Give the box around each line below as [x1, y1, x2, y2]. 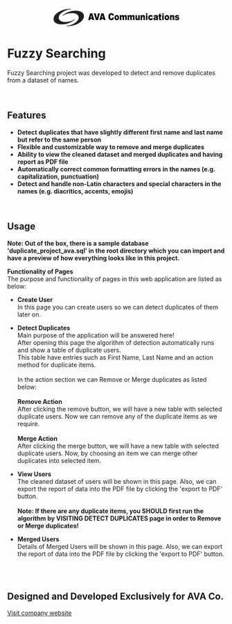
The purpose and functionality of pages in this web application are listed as [7, 274, 222, 283]
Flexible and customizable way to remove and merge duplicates [17, 142, 204, 151]
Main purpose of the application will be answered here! [17, 331, 175, 339]
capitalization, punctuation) [17, 172, 99, 180]
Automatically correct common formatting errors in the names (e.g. [17, 165, 216, 173]
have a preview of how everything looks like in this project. [7, 253, 180, 262]
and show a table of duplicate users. [17, 346, 121, 354]
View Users [17, 470, 52, 478]
